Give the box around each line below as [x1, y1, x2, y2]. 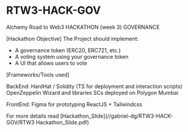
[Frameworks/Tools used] [6, 71, 70, 78]
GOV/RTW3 [6, 118, 35, 126]
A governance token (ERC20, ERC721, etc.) [14, 46, 121, 54]
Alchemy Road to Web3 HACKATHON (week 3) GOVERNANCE [6, 23, 160, 31]
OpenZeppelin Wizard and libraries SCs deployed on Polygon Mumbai [6, 89, 178, 96]
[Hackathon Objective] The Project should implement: [6, 35, 139, 42]
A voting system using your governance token [14, 53, 129, 60]
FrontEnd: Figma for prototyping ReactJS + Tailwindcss [6, 100, 142, 108]
